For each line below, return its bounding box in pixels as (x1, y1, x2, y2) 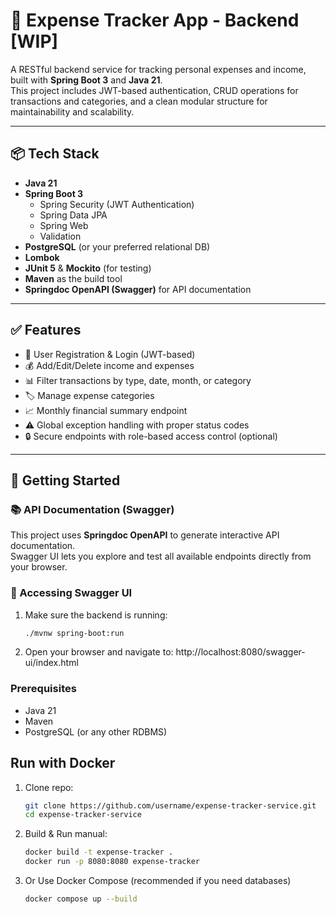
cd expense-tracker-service (24, 810, 142, 820)
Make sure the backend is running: (24, 609, 168, 621)
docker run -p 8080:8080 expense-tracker (24, 857, 201, 867)
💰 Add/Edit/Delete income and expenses (24, 359, 195, 371)
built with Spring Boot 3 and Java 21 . (10, 74, 163, 86)
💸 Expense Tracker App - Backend (10, 9, 300, 32)
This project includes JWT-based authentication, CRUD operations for (10, 84, 299, 96)
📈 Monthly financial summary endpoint (24, 404, 188, 416)
